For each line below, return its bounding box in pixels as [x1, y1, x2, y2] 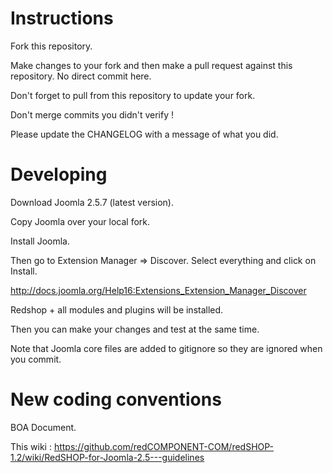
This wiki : [10, 440, 52, 452]
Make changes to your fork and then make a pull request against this [10, 59, 293, 71]
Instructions [10, 7, 114, 30]
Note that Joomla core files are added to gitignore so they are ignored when [10, 342, 323, 354]
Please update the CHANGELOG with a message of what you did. [10, 128, 279, 140]
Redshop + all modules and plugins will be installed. [10, 303, 224, 316]
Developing [10, 163, 108, 186]
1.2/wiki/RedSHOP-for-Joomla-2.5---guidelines [10, 451, 205, 463]
